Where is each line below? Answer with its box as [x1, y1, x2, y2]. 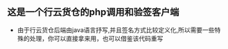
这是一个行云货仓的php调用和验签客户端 [7, 6, 179, 18]
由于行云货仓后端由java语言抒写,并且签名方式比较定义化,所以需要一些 [17, 26, 215, 34]
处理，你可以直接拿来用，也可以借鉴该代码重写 [29, 34, 164, 42]
